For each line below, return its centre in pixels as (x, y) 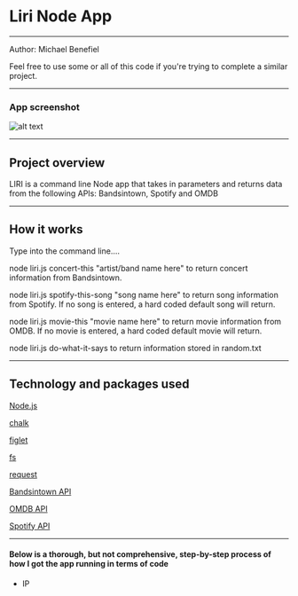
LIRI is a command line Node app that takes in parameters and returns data (146, 184)
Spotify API (30, 526)
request (24, 474)
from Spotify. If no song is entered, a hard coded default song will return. (142, 304)
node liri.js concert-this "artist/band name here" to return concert (129, 268)
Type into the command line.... (65, 251)
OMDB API (28, 508)
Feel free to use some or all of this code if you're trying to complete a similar (149, 66)
